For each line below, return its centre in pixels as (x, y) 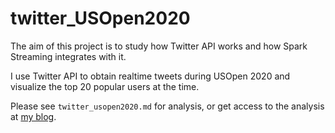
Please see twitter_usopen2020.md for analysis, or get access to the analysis (167, 106)
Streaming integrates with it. (68, 56)
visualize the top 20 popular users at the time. (105, 86)
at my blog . (33, 116)
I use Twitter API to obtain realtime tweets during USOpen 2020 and (150, 76)
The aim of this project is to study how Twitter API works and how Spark (159, 46)
